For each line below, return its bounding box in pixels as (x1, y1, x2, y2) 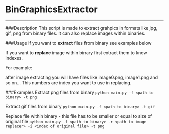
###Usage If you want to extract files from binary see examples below (5, 40, 152, 46)
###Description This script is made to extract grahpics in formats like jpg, (5, 25, 158, 31)
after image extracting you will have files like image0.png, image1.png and (5, 74, 158, 80)
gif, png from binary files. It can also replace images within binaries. (5, 30, 146, 36)
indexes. (5, 55, 23, 61)
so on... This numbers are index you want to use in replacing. (5, 79, 132, 86)
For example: (5, 64, 33, 71)
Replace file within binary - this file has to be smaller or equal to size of (5, 113, 152, 119)
